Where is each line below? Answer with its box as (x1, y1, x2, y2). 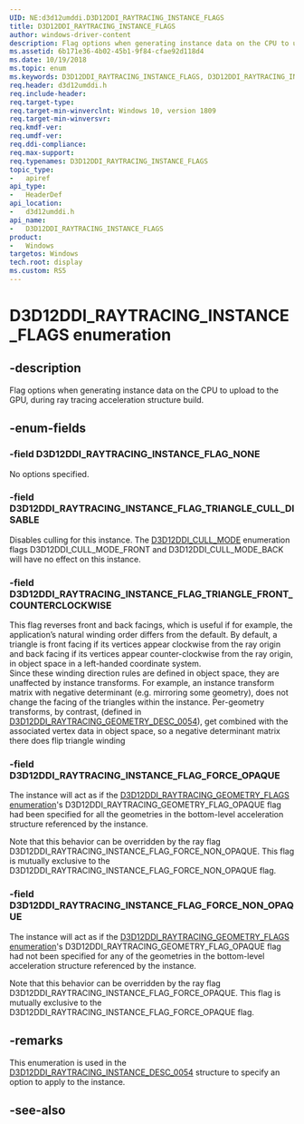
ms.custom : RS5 (9, 267, 67, 276)
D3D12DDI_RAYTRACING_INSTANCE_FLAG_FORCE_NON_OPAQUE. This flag (9, 845, 295, 857)
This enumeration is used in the (9, 1057, 127, 1068)
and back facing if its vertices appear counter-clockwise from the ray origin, (9, 649, 294, 660)
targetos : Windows (9, 249, 79, 259)
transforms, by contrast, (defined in (9, 707, 142, 718)
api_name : (9, 215, 47, 225)
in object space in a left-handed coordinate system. (9, 659, 202, 670)
